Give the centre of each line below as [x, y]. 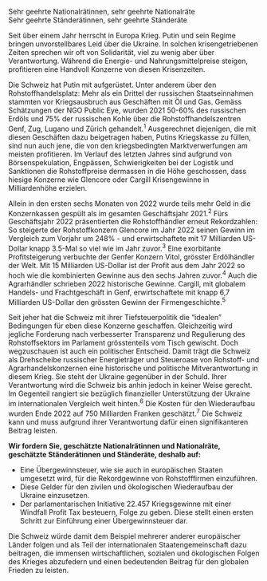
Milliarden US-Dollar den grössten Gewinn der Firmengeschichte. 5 [117, 301]
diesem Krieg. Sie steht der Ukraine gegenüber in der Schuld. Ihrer [118, 377]
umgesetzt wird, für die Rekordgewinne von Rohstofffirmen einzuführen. [138, 478]
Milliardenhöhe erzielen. [48, 188]
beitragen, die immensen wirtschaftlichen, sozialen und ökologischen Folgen [134, 553]
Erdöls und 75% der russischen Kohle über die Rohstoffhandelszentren [125, 119]
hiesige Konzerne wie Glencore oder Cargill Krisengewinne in [109, 180]
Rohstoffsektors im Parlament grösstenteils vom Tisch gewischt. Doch [124, 343]
